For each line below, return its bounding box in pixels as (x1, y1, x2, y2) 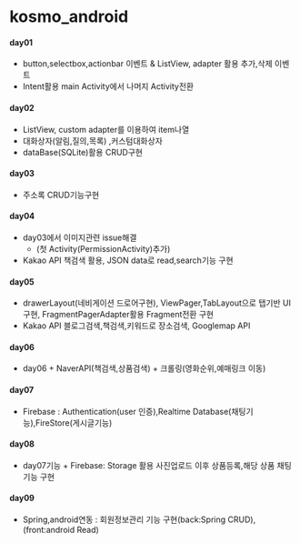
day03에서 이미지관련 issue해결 (22, 232, 137, 243)
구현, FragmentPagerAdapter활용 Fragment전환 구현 (22, 309, 215, 320)
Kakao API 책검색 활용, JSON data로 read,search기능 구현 (22, 255, 234, 266)
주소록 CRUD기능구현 (22, 189, 100, 200)
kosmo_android (9, 6, 129, 27)
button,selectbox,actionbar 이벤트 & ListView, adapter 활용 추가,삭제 (22, 58, 273, 69)
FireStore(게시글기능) (35, 417, 113, 428)
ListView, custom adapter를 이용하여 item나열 (22, 124, 190, 135)
